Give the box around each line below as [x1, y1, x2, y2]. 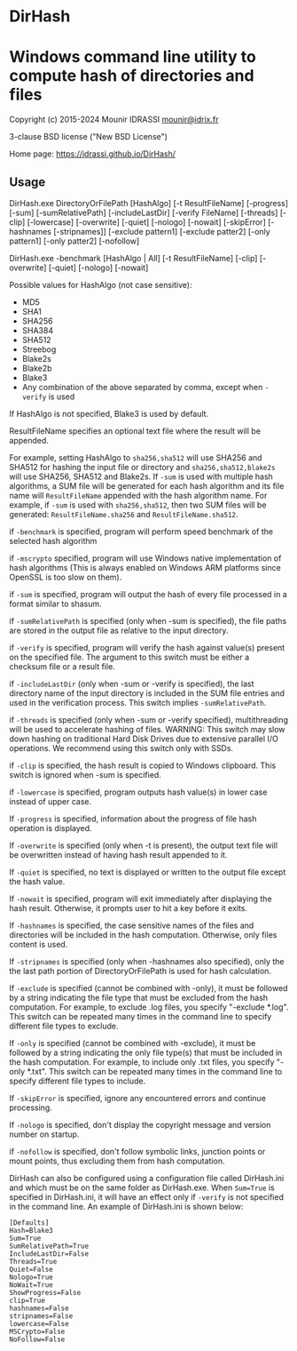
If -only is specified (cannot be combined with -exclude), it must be [9, 1037, 256, 1048]
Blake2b [21, 363, 52, 373]
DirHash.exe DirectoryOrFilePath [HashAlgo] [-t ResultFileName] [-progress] [9, 197, 289, 208]
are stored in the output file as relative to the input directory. [9, 625, 229, 636]
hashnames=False [9, 1304, 69, 1313]
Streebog [21, 344, 57, 355]
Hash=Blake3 [9, 1226, 53, 1235]
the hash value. [9, 875, 66, 886]
